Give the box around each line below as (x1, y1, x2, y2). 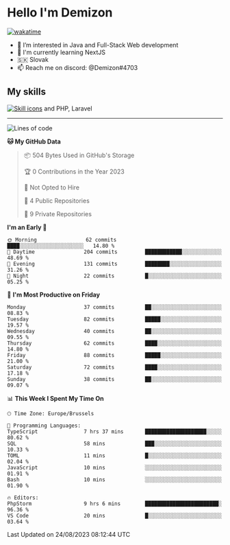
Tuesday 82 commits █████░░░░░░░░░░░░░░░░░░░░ (7, 316, 222, 323)
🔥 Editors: (7, 494, 39, 501)
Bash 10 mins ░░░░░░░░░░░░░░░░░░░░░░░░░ (7, 476, 222, 483)
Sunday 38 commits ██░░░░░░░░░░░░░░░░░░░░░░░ (7, 375, 222, 382)
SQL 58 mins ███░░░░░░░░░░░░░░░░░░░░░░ (7, 440, 222, 447)
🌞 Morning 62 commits (7, 236, 117, 243)
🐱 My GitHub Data (7, 137, 62, 146)
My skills (7, 86, 47, 97)
